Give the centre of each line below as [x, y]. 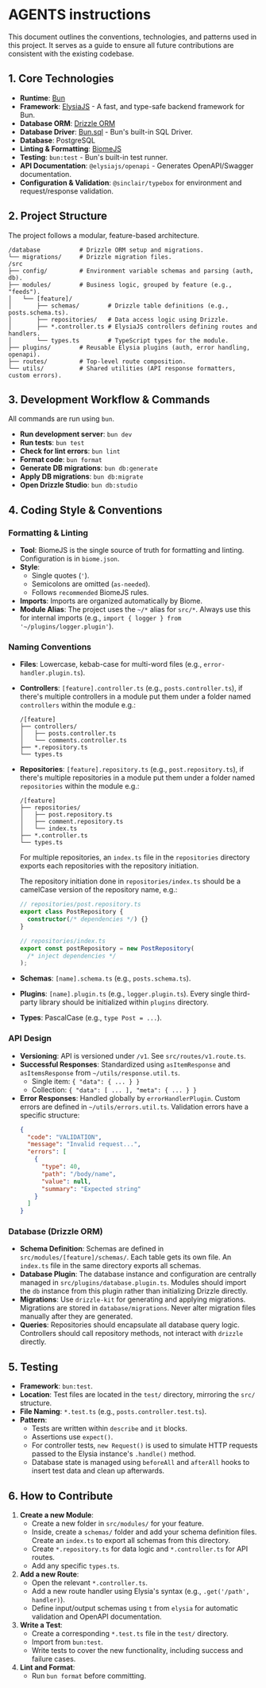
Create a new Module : [56, 1515]
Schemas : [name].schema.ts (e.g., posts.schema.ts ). [105, 978]
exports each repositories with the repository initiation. [109, 866]
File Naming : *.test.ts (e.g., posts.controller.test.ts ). [113, 1412]
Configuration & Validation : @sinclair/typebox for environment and [131, 182]
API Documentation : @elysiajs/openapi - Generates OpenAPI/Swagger [137, 166]
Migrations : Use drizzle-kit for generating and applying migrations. [133, 1299]
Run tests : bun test [52, 443]
